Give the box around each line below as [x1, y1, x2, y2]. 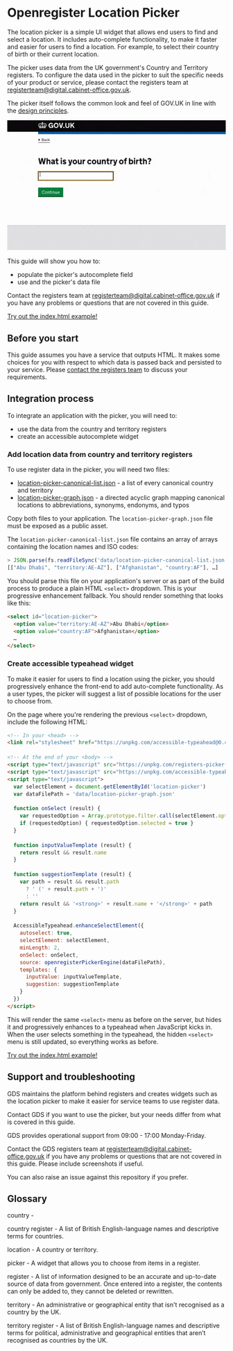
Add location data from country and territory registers [7, 449, 193, 459]
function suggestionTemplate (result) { [13, 871, 132, 878]
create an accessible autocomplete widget [17, 432, 139, 440]
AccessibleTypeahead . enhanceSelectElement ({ [13, 922, 144, 930]
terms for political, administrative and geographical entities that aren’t [7, 1329, 206, 1337]
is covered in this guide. [7, 1118, 76, 1126]
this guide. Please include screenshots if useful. [7, 1159, 144, 1168]
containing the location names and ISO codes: [7, 543, 139, 551]
